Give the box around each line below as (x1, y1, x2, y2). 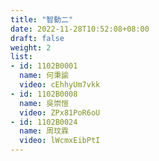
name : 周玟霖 (19, 126, 69, 136)
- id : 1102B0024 (10, 117, 78, 127)
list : (10, 52, 33, 62)
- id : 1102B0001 (10, 61, 78, 71)
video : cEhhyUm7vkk (19, 80, 101, 90)
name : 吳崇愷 (19, 98, 69, 108)
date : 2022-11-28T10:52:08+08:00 (10, 24, 150, 34)
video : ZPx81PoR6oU (19, 107, 101, 118)
